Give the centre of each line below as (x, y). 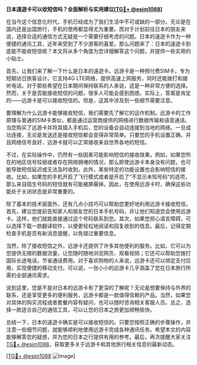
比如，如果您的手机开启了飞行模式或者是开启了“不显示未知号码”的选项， (103, 177)
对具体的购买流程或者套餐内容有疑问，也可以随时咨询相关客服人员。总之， (96, 302)
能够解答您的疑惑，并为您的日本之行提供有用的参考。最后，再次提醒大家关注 (98, 337)
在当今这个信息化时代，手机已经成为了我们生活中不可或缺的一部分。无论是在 (98, 22)
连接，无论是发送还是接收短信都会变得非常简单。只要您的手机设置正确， (98, 135)
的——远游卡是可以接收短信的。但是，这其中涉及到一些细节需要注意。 (91, 100)
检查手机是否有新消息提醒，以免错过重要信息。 (62, 233)
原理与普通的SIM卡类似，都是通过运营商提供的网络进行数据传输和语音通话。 (98, 120)
